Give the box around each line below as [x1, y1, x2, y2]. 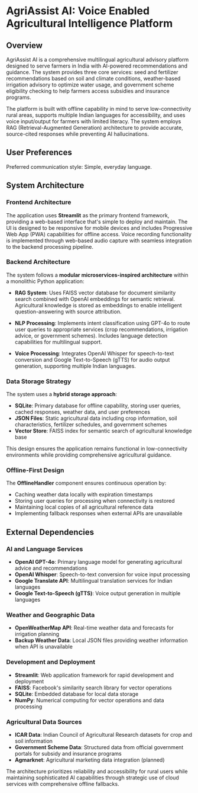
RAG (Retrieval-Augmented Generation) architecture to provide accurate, [6, 124, 183, 131]
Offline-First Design [6, 466, 64, 474]
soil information [14, 737, 53, 744]
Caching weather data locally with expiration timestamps [14, 491, 153, 498]
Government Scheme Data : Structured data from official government [14, 743, 184, 750]
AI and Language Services [6, 545, 83, 553]
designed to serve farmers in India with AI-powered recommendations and [6, 62, 188, 69]
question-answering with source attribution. [14, 308, 122, 315]
